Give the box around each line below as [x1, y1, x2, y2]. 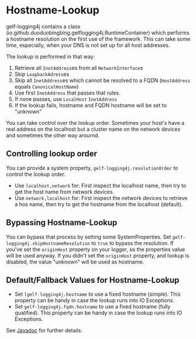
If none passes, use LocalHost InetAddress [14, 95, 118, 103]
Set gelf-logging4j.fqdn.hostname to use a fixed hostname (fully [14, 303, 171, 310]
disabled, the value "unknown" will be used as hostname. [6, 258, 145, 265]
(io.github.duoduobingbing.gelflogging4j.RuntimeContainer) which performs [6, 29, 190, 36]
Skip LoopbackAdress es [14, 70, 70, 77]
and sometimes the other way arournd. [6, 131, 100, 138]
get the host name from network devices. [14, 188, 115, 195]
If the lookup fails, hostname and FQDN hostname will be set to [14, 101, 167, 109]
